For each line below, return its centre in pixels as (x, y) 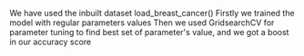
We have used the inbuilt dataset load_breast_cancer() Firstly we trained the (152, 13)
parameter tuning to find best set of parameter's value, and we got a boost (149, 32)
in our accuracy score (51, 42)
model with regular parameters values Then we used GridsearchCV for (142, 23)
